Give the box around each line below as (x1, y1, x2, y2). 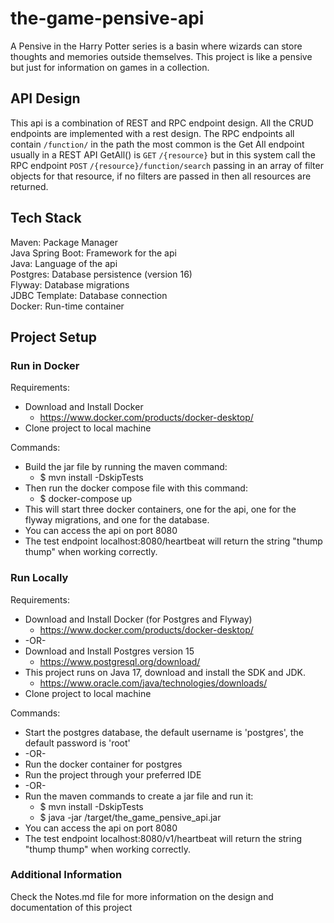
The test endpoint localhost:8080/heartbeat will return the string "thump (24, 535, 323, 547)
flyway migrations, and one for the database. (24, 514, 210, 526)
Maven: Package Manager (10, 236, 118, 248)
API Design (10, 90, 81, 107)
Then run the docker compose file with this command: (24, 482, 248, 494)
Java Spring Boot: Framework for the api (10, 247, 177, 259)
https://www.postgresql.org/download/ (39, 655, 201, 667)
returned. (10, 180, 49, 192)
